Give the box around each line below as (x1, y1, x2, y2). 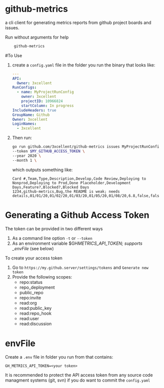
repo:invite (19, 295, 42, 301)
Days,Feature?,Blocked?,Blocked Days (12, 185, 90, 190)
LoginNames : (12, 121, 37, 127)
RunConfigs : (12, 85, 37, 90)
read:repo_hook (19, 310, 52, 316)
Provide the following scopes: (12, 274, 72, 280)
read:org (19, 300, 37, 306)
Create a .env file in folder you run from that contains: (5, 354, 114, 360)
